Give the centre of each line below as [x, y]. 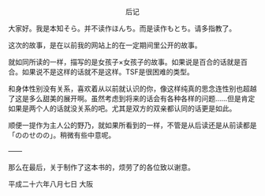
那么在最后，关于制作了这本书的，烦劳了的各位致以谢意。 [101, 167]
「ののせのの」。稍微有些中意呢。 [62, 135]
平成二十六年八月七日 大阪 [50, 184]
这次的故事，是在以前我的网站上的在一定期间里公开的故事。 [105, 45]
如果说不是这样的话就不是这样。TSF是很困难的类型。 [108, 72]
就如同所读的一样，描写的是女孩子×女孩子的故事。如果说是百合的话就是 [125, 62]
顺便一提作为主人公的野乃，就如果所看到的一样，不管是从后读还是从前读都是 [132, 125]
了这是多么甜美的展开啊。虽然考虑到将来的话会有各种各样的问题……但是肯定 [132, 98]
